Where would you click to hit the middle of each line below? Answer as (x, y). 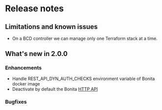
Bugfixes (16, 102)
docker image (26, 83)
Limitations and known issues (51, 27)
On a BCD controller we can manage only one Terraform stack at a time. (85, 38)
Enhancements (23, 68)
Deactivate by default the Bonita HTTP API (55, 89)
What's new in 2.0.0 (36, 54)
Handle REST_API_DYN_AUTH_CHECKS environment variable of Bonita (83, 79)
